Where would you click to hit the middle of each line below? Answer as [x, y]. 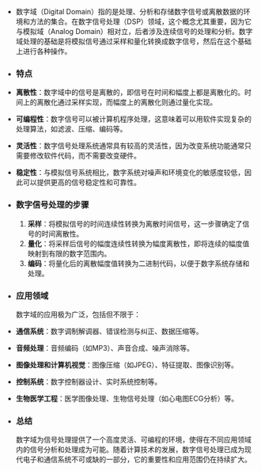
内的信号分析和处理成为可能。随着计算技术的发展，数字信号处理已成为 [130, 450]
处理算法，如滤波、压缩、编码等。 [71, 129]
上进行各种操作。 [43, 51]
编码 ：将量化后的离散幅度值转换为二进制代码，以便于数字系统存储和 [138, 263]
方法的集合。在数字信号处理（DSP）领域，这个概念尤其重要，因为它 [140, 21]
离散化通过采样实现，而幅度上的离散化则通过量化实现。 [127, 102]
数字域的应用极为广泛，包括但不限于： [78, 314]
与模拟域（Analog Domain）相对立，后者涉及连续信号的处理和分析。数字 [134, 31]
